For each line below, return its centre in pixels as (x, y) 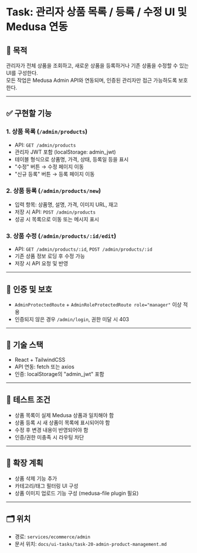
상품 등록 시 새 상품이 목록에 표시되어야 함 (62, 422)
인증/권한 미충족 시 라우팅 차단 (49, 437)
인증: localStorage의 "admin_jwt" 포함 (59, 374)
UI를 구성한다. (22, 73)
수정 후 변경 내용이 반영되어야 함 (51, 429)
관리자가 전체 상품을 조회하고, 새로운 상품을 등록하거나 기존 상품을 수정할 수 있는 (98, 66)
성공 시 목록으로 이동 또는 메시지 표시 (57, 219)
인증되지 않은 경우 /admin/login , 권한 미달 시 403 (72, 319)
